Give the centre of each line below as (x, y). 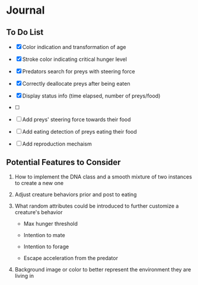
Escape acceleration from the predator (71, 258)
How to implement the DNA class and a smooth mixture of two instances (103, 176)
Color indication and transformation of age (74, 47)
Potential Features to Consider (63, 162)
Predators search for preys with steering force (79, 71)
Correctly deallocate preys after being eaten (76, 84)
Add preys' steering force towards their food (77, 119)
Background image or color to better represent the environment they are (103, 269)
